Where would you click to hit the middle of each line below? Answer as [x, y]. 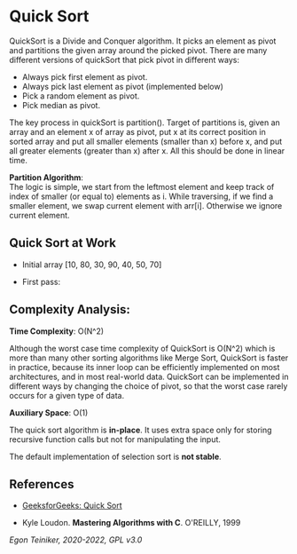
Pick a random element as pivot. [81, 96]
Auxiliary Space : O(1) [49, 412]
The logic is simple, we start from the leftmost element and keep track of [142, 186]
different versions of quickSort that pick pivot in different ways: [124, 59]
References [42, 484]
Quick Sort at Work [63, 243]
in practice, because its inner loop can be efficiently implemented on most [145, 367]
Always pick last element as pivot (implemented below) [123, 86]
